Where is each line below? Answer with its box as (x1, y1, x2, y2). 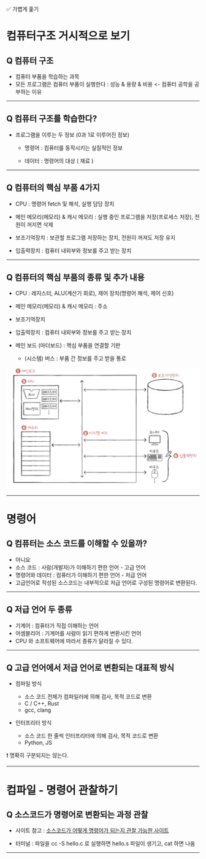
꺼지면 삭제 (26, 220, 53, 228)
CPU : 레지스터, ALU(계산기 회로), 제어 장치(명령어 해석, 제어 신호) (15, 290, 174, 297)
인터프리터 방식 (15, 719, 52, 726)
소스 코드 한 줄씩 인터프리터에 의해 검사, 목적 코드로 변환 (24, 732, 159, 739)
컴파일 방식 (15, 680, 42, 687)
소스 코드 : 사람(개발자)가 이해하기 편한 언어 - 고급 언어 (15, 563, 146, 571)
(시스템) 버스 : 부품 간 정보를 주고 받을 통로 (24, 355, 127, 362)
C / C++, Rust (24, 700, 59, 707)
